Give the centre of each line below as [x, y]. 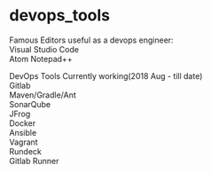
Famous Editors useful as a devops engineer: [92, 40]
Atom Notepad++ [41, 59]
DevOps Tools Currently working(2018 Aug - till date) [106, 75]
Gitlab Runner [34, 161]
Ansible [23, 132]
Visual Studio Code [44, 49]
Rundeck [25, 151]
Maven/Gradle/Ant [43, 95]
